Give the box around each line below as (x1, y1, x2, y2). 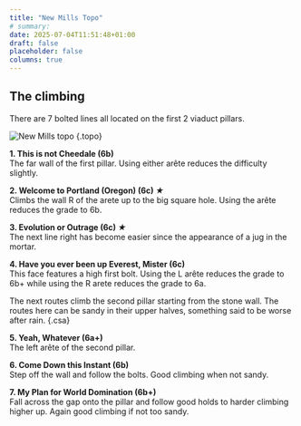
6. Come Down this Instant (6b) (9, 359, 130, 370)
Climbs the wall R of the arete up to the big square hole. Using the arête (9, 194, 277, 205)
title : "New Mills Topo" (9, 13, 103, 23)
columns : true (9, 55, 63, 64)
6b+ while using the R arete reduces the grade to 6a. (9, 277, 207, 288)
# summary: (9, 22, 51, 31)
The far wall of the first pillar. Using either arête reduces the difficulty (9, 158, 267, 169)
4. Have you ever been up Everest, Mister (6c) (9, 258, 186, 269)
